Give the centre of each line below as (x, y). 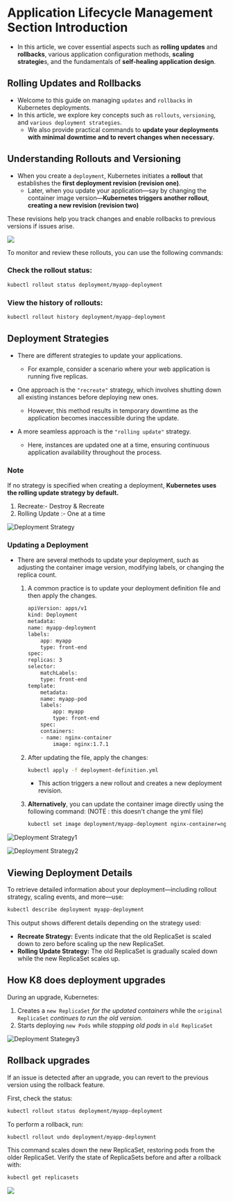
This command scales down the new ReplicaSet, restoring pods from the (111, 1150)
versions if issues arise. (41, 226)
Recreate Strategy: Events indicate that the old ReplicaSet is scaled (114, 936)
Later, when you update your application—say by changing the (117, 190)
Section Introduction (68, 27)
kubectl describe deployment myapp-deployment (76, 910)
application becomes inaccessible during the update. (103, 417)
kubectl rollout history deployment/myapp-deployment (87, 317)
